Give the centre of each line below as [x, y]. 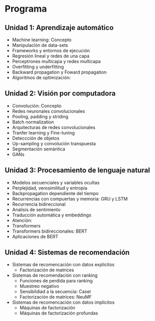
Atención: [22, 220]
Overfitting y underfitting [38, 67]
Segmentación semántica [38, 149]
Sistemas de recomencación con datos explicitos [63, 265]
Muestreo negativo [39, 286]
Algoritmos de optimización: [42, 77]
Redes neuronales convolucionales [48, 111]
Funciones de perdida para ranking [56, 281]
